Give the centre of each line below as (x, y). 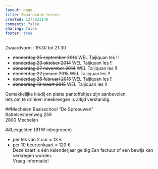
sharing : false (21, 29)
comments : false (22, 24)
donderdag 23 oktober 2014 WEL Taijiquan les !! (62, 63)
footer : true (19, 33)
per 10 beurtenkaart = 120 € (41, 145)
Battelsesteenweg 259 (29, 115)
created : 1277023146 (27, 19)
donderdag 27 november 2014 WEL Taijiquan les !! (65, 68)
